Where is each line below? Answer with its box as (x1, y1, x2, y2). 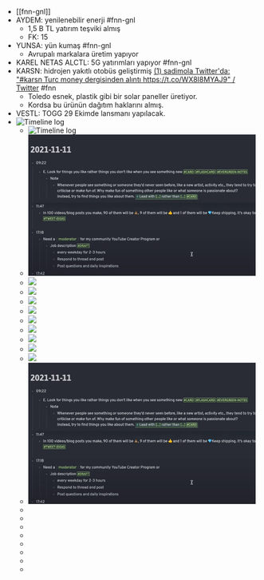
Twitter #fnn (15, 83, 57, 93)
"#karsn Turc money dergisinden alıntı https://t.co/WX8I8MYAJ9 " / (15, 75, 235, 84)
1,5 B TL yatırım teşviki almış (27, 24, 121, 33)
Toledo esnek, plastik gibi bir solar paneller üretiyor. (27, 92, 198, 101)
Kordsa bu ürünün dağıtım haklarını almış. (27, 100, 164, 109)
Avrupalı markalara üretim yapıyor (27, 50, 140, 58)
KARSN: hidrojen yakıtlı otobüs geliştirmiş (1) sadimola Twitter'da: (15, 66, 231, 75)
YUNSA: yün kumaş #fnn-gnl (15, 41, 112, 50)
